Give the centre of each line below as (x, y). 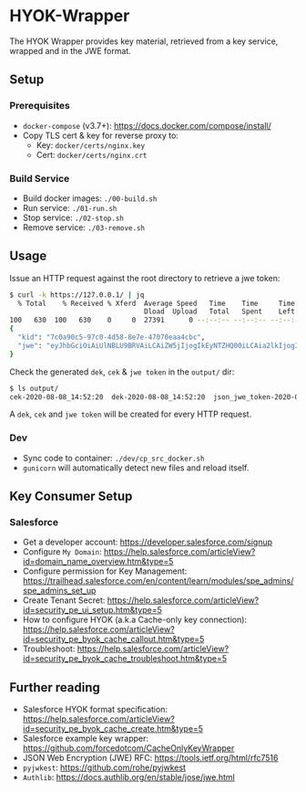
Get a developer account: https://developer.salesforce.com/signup (148, 542)
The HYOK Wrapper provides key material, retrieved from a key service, (144, 41)
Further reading (55, 687)
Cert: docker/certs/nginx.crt (92, 154)
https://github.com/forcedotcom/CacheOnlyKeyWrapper (128, 748)
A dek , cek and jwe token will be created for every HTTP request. (131, 414)
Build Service (40, 178)
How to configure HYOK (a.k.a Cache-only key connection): (135, 620)
